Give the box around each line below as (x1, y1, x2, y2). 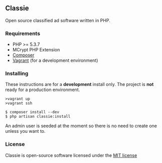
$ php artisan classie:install (5, 114, 71, 119)
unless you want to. (5, 128, 46, 134)
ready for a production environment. (5, 87, 80, 93)
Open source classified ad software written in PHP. (5, 17, 110, 23)
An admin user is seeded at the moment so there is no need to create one (5, 123, 157, 129)
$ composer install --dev (5, 110, 59, 115)
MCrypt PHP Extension (12, 47, 60, 53)
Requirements (5, 30, 41, 37)
